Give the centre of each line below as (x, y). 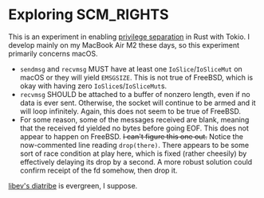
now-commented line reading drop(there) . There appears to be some (134, 145)
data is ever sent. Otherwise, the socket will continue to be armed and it (138, 103)
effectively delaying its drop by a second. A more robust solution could (136, 161)
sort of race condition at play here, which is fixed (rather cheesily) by (133, 153)
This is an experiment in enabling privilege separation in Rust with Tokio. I (129, 37)
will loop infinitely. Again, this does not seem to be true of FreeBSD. (130, 111)
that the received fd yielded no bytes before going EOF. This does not (134, 128)
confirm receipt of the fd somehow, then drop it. (99, 170)
